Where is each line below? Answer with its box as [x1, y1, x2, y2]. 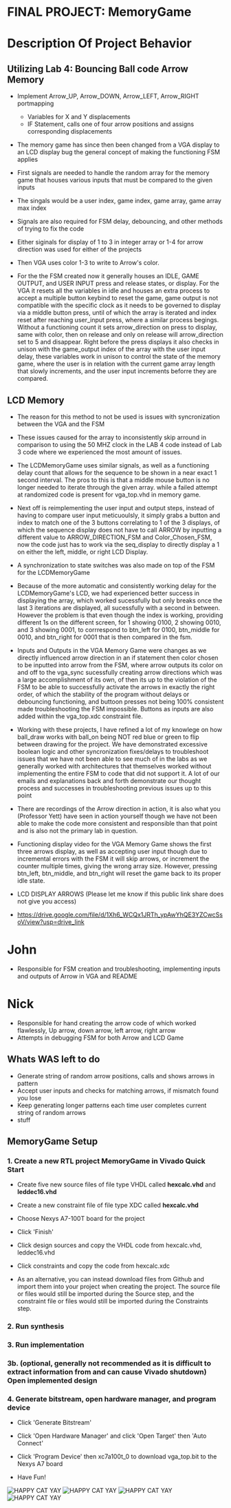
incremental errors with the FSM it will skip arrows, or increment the [16, 855, 210, 863]
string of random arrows [16, 1108, 86, 1116]
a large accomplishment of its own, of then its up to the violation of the [16, 676, 218, 684]
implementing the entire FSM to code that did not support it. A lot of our [16, 769, 220, 777]
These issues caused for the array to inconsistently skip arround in [16, 433, 206, 441]
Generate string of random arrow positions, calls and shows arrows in [16, 1071, 215, 1080]
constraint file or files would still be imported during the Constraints [16, 1297, 208, 1306]
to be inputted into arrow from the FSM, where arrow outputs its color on [16, 661, 223, 669]
